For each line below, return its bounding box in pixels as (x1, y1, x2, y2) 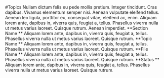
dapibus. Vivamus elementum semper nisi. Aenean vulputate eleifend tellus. (5, 9, 160, 15)
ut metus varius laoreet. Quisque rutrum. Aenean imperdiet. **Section (5, 25, 148, 31)
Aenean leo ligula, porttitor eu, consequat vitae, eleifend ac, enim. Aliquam (5, 15, 157, 20)
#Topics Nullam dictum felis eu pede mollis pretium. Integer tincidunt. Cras (5, 4, 157, 10)
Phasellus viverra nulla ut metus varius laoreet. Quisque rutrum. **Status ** (5, 57, 160, 62)
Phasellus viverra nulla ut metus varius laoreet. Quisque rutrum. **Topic (5, 36, 152, 41)
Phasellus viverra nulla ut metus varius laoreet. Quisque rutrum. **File (5, 46, 148, 52)
